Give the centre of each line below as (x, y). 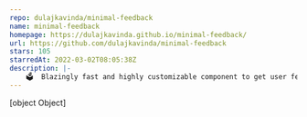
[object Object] (38, 102)
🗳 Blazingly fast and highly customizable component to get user (157, 77)
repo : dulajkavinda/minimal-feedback (81, 18)
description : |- (40, 69)
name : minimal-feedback (55, 26)
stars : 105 (30, 52)
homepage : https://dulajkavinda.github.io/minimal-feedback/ (128, 34)
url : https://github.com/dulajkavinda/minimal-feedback (118, 43)
